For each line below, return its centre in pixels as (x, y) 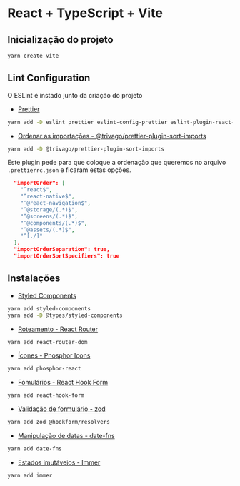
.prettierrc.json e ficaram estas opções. (69, 170)
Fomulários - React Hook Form (63, 383)
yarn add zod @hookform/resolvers (59, 422)
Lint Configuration (49, 78)
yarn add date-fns (35, 449)
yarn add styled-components (49, 308)
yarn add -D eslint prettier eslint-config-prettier (87, 122)
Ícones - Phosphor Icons (54, 355)
